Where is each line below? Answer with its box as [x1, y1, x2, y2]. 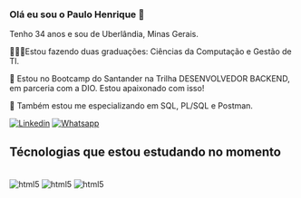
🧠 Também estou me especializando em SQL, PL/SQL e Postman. [9, 100, 254, 111]
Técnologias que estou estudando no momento [9, 144, 281, 159]
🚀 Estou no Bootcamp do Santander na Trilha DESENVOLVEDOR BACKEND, [9, 73, 290, 84]
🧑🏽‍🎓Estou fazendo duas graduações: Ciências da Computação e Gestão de [9, 46, 292, 57]
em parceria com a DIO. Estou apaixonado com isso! [9, 83, 205, 94]
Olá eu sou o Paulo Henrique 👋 [9, 8, 145, 21]
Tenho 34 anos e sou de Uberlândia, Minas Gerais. [9, 29, 199, 40]
